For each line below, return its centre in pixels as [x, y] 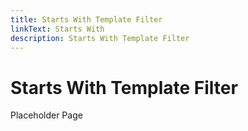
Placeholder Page [46, 115]
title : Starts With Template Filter [86, 19]
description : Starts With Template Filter [100, 38]
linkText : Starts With [57, 29]
